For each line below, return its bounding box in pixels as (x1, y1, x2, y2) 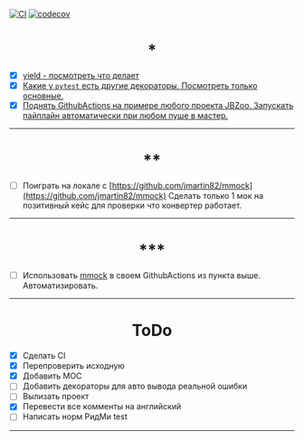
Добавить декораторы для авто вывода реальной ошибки (22, 380, 248, 392)
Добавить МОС (22, 370, 83, 381)
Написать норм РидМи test (22, 411, 128, 422)
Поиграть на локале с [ (22, 181, 113, 192)
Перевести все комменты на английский (22, 401, 182, 412)
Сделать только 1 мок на (168, 191, 264, 201)
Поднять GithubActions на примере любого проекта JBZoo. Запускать (22, 100, 294, 111)
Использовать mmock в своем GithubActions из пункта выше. (22, 270, 261, 281)
